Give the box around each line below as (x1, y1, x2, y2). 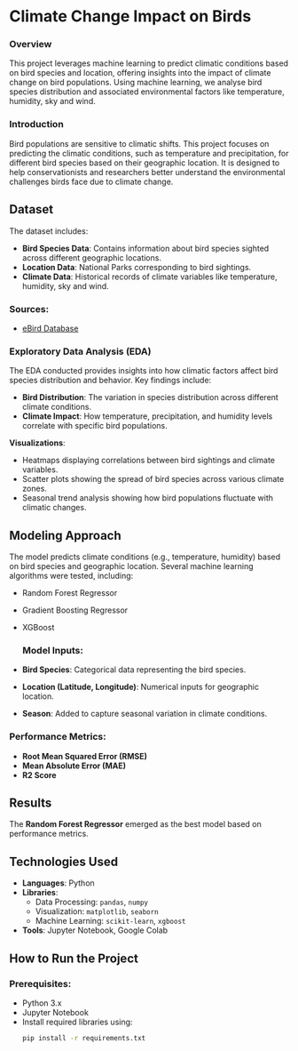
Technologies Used (9, 854, 118, 869)
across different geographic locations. (21, 252, 162, 263)
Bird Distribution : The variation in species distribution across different (21, 392, 279, 403)
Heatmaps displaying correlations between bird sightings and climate (21, 455, 276, 466)
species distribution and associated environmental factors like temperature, (9, 86, 286, 97)
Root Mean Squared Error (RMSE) (21, 750, 148, 761)
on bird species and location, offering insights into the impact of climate (9, 68, 271, 78)
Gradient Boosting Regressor (21, 605, 129, 615)
